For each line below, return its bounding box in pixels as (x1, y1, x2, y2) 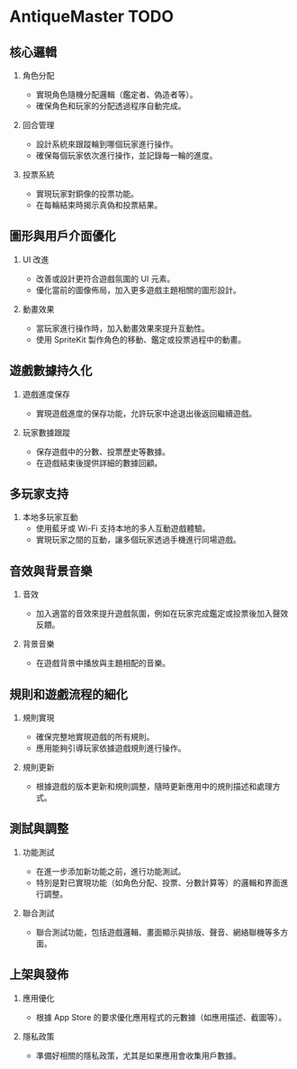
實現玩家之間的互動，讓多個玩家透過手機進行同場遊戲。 (35, 534, 241, 545)
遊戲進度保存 (22, 388, 70, 399)
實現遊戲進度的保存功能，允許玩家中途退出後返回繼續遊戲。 (35, 407, 257, 418)
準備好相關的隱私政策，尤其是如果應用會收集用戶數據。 (35, 1050, 241, 1061)
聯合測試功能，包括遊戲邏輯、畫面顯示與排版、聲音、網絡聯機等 (35, 927, 273, 937)
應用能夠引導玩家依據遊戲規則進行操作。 (35, 743, 186, 754)
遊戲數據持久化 (9, 363, 93, 379)
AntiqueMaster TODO (9, 6, 174, 27)
